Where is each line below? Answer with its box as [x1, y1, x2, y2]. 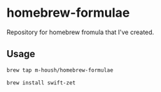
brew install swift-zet [6, 79, 76, 86]
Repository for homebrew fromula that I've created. [6, 28, 155, 36]
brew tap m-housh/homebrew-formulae [6, 66, 113, 74]
